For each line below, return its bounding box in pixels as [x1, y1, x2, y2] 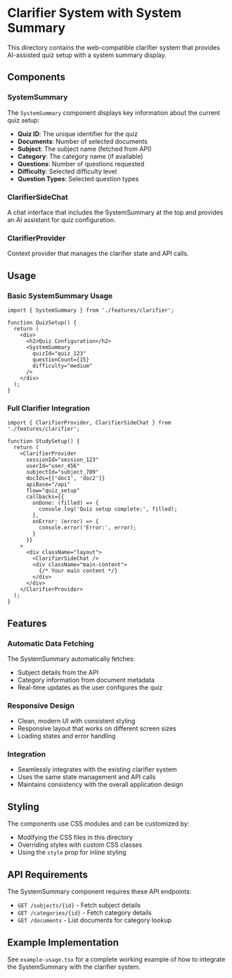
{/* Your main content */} [38, 568, 118, 575]
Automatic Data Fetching [7, 638, 94, 648]
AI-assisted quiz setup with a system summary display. [7, 51, 167, 59]
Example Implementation [7, 936, 120, 948]
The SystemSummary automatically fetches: [7, 654, 136, 663]
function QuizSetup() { [7, 319, 77, 326]
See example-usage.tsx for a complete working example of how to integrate [7, 955, 226, 963]
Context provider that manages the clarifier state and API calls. [7, 249, 189, 258]
